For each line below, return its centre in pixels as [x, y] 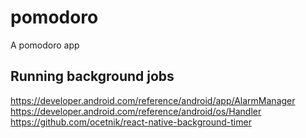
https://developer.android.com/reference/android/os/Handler [136, 111]
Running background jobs [92, 76]
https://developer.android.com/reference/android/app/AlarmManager [153, 100]
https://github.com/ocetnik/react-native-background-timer [131, 122]
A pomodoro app [45, 45]
